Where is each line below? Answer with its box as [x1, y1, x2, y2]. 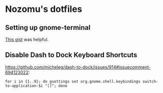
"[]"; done [45, 83, 68, 88]
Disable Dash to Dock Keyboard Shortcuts [5, 51, 138, 59]
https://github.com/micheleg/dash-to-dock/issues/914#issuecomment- [5, 64, 151, 70]
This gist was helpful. [5, 36, 49, 42]
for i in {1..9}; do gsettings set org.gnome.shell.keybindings [5, 79, 141, 84]
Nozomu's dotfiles [5, 3, 83, 15]
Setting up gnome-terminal [5, 23, 91, 32]
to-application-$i [5, 83, 43, 88]
